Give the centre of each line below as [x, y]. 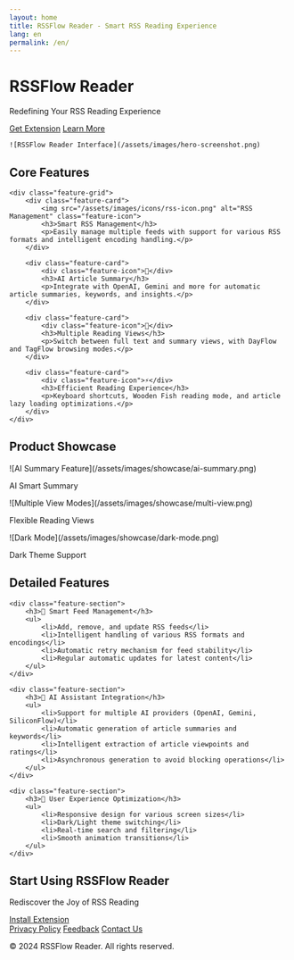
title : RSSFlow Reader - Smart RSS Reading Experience [113, 26]
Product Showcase [63, 447]
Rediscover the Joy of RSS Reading [74, 902]
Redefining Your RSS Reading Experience [85, 112]
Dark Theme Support [48, 555]
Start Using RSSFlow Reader [89, 881]
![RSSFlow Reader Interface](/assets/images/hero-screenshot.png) [135, 145]
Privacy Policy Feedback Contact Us [76, 929]
